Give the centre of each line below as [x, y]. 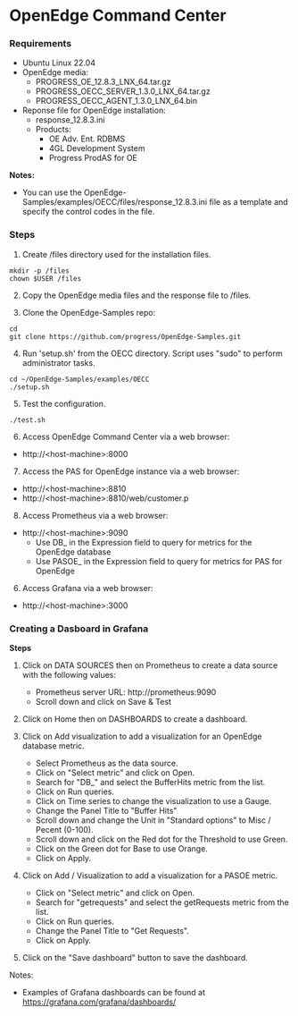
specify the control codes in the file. [88, 212]
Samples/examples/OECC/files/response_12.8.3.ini [115, 202]
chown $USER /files [46, 278]
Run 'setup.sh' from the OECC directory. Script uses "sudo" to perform [152, 353]
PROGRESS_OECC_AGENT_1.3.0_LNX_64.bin [116, 101]
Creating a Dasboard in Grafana [79, 629]
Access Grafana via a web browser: [87, 588]
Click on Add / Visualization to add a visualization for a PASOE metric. [150, 876]
